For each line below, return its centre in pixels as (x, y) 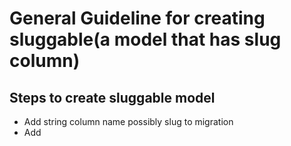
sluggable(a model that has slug (145, 39)
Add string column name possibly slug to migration (128, 121)
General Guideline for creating (137, 18)
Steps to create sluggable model (112, 97)
